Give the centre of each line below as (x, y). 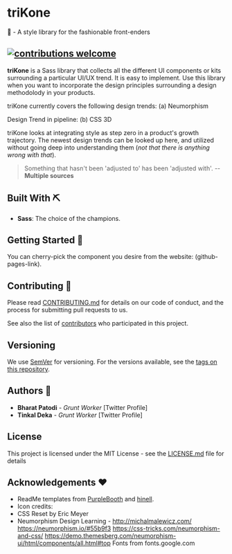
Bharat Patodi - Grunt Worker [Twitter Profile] (82, 407)
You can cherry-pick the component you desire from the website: (100, 257)
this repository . (29, 369)
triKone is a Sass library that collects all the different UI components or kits (114, 70)
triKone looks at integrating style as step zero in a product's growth (103, 132)
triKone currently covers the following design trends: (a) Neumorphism (108, 106)
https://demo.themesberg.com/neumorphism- (110, 536)
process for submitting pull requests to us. (68, 310)
